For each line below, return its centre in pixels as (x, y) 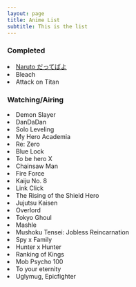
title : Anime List (33, 20)
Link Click (30, 188)
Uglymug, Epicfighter (46, 276)
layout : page (26, 13)
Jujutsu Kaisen (37, 203)
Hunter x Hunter (39, 247)
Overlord (29, 210)
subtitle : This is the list (48, 26)
